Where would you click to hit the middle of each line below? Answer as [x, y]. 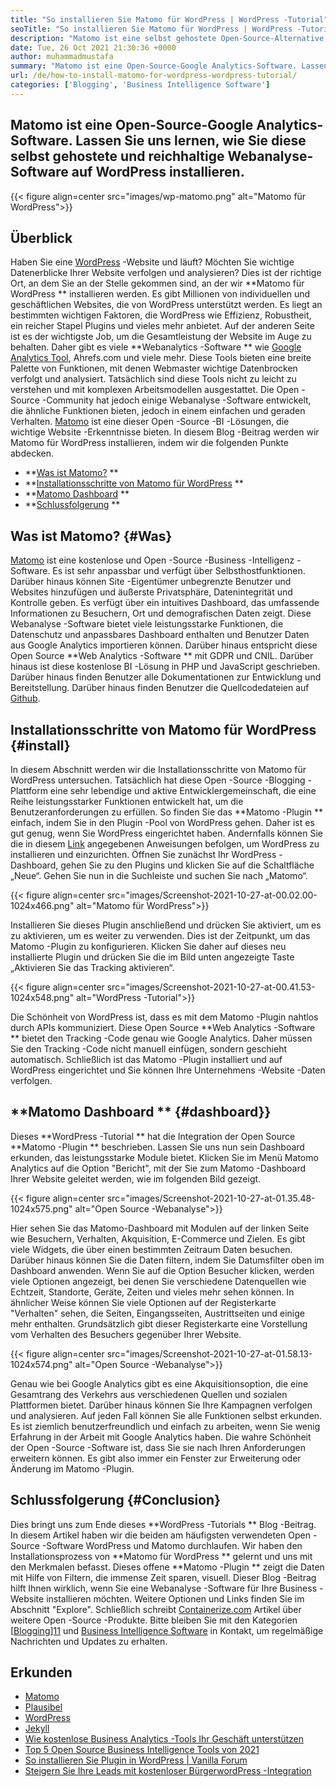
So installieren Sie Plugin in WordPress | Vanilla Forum [136, 1760]
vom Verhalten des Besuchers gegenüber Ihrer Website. [126, 1334]
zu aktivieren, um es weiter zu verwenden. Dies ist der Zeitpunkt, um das [160, 935]
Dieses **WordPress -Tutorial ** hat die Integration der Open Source [153, 1136]
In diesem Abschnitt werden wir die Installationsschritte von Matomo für [158, 769]
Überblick [41, 237]
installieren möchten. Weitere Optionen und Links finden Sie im [175, 1598]
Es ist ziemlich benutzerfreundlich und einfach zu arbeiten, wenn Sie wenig [165, 1426]
